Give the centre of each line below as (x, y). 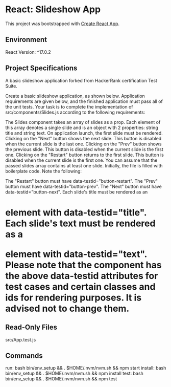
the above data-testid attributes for (82, 276)
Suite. (11, 86)
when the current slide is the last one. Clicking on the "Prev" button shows (83, 144)
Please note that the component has (83, 265)
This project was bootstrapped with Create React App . (63, 24)
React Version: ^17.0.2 (28, 52)
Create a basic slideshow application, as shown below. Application (75, 96)
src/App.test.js (21, 339)
